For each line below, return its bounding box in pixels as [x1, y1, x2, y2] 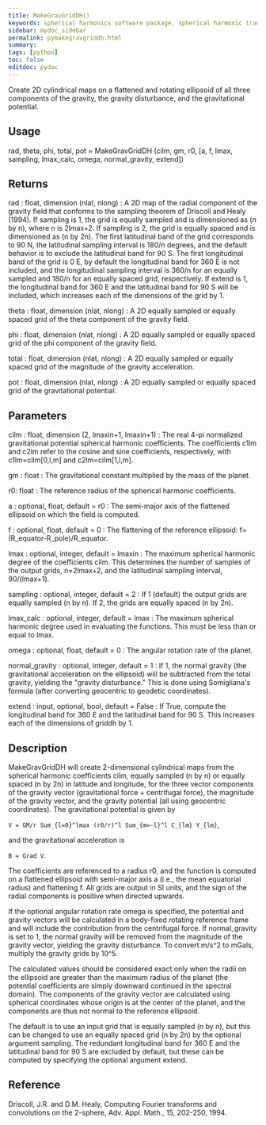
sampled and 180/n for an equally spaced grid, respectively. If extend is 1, [8, 274, 248, 284]
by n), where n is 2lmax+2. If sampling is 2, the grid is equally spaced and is [8, 224, 256, 233]
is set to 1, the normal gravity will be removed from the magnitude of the [8, 932, 243, 941]
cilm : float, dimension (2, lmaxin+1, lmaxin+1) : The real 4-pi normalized [8, 430, 243, 440]
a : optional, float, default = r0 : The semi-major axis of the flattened [8, 501, 230, 511]
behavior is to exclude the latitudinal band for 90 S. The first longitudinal [8, 249, 244, 258]
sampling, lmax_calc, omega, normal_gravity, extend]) [8, 154, 184, 163]
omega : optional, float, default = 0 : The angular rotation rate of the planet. [8, 645, 253, 655]
